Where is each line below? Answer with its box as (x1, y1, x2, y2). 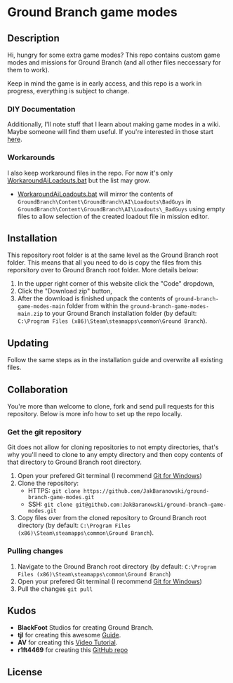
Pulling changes (7, 546, 64, 556)
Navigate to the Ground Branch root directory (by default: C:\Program (17, 562, 217, 571)
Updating (7, 337, 49, 349)
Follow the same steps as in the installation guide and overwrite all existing (7, 356, 223, 364)
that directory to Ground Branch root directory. (7, 458, 142, 467)
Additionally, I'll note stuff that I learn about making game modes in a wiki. (7, 120, 221, 128)
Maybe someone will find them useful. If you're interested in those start (7, 128, 214, 136)
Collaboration (7, 383, 68, 395)
